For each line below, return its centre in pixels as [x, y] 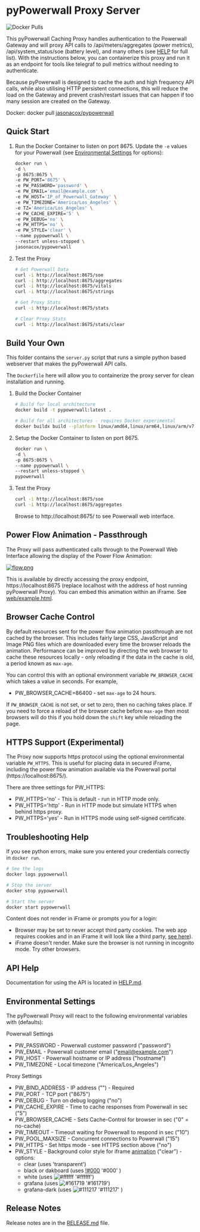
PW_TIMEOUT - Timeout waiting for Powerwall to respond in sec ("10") [102, 1133]
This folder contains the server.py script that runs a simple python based [96, 358]
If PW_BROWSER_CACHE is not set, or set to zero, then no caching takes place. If [99, 704]
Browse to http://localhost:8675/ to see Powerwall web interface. [95, 516]
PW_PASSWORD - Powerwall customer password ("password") [93, 1046]
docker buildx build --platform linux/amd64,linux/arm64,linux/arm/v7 [104, 427]
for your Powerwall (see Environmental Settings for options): [89, 152]
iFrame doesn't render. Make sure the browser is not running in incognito [104, 943]
